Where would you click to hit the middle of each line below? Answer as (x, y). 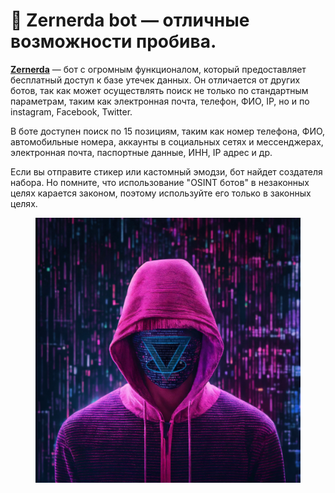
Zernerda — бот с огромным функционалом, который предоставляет (158, 69)
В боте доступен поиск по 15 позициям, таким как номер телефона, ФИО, (168, 131)
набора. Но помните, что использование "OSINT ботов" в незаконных (160, 182)
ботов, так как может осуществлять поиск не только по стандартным (159, 90)
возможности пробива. (113, 41)
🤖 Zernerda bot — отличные (130, 20)
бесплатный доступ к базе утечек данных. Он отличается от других (155, 80)
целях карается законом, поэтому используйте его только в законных (161, 193)
